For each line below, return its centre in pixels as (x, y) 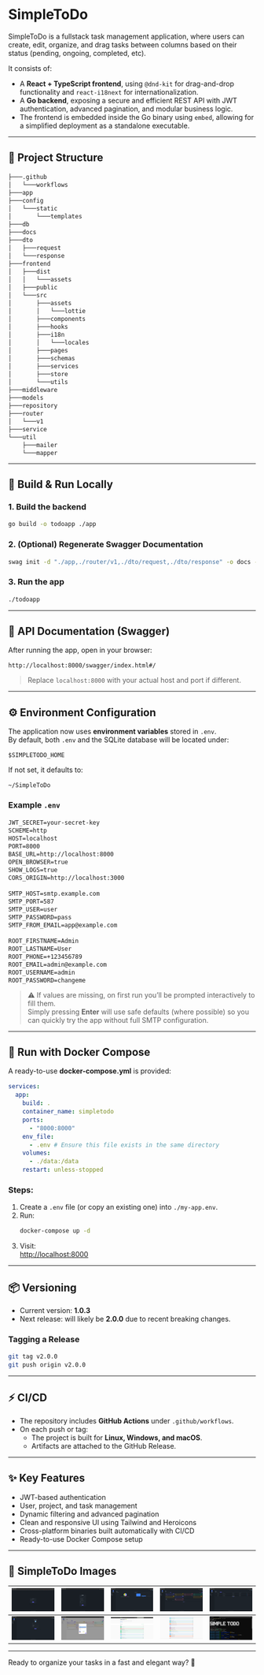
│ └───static (33, 208)
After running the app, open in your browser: (80, 650)
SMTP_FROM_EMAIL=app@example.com (63, 925)
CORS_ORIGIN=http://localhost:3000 (66, 878)
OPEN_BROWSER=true (38, 862)
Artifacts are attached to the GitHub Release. (104, 1446)
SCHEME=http (27, 830)
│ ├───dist (29, 271)
